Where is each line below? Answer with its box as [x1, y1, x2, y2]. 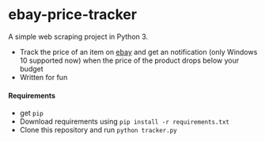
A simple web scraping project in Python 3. [8, 32, 149, 41]
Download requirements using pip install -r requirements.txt [19, 117, 229, 126]
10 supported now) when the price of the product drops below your [19, 56, 240, 65]
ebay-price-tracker [8, 6, 137, 24]
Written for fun [19, 72, 68, 82]
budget [19, 63, 44, 73]
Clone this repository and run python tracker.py [19, 125, 177, 135]
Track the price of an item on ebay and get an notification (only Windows [19, 47, 258, 56]
